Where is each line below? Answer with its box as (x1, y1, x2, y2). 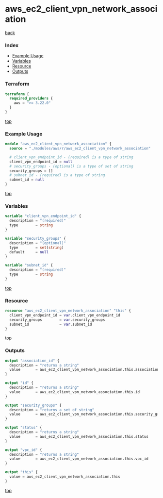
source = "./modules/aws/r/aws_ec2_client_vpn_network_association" (9, 146, 151, 151)
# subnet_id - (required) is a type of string (9, 173, 105, 178)
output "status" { (5, 425, 42, 430)
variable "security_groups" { (5, 236, 66, 241)
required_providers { (9, 96, 53, 101)
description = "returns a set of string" (9, 407, 95, 412)
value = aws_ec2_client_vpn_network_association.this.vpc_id (9, 456, 149, 462)
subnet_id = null (9, 177, 45, 183)
